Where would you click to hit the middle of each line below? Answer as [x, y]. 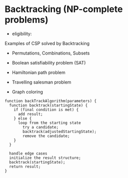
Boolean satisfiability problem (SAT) [49, 62]
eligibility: [22, 33]
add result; [30, 114]
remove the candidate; [46, 136]
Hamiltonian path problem [38, 72]
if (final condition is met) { [46, 109]
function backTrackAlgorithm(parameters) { [51, 101]
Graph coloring [27, 91]
